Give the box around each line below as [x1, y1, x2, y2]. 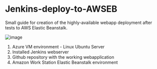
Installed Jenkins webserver [12, 49, 69, 55]
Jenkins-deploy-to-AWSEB [5, 3, 117, 15]
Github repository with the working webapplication [12, 54, 114, 60]
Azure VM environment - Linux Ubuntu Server [12, 44, 105, 49]
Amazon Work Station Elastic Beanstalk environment [12, 59, 118, 65]
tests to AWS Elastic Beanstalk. [5, 24, 67, 30]
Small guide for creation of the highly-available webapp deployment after [5, 20, 153, 25]
